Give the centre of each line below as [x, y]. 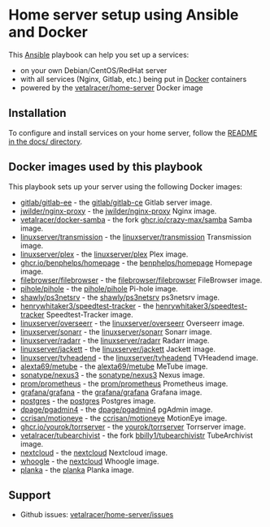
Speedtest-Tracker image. [90, 314]
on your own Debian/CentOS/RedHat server [94, 70]
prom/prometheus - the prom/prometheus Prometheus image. [124, 383]
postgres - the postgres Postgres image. [88, 400]
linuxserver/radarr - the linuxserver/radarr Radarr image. [115, 340]
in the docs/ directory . [46, 141]
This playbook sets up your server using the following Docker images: [125, 186]
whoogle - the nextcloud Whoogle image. [90, 461]
